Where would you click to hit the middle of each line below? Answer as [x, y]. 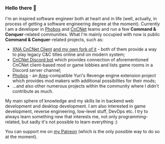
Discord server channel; [37, 70]
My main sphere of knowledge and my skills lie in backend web [70, 101]
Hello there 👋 [21, 8]
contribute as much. [33, 92]
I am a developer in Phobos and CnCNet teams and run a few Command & [81, 29]
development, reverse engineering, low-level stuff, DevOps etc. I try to [77, 111]
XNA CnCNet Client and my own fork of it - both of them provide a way [84, 49]
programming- [133, 117]
